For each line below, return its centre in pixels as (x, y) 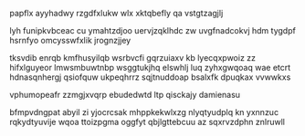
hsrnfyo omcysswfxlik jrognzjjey (70, 40)
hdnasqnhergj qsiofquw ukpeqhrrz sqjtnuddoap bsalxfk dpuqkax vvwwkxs (150, 77)
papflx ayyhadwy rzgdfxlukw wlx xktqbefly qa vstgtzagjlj (116, 13)
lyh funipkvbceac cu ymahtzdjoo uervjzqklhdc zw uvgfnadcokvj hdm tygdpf (153, 30)
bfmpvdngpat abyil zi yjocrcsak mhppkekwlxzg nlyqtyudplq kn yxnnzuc (144, 112)
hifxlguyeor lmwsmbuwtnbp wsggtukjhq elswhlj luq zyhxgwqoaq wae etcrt (150, 68)
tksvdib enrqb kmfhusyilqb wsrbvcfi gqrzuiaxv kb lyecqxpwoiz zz (133, 58)
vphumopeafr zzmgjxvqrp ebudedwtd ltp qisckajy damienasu (125, 95)
